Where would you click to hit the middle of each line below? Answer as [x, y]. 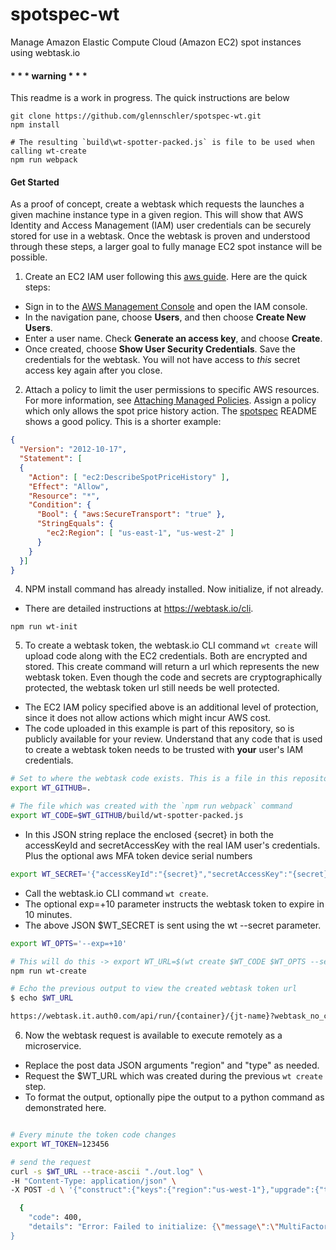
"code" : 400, [55, 1218]
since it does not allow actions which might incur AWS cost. [147, 718]
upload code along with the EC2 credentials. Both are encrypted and [166, 656]
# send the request [51, 1162]
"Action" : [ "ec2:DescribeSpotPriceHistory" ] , [129, 477]
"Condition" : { [60, 505]
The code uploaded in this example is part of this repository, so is [159, 729]
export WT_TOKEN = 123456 [60, 1144]
